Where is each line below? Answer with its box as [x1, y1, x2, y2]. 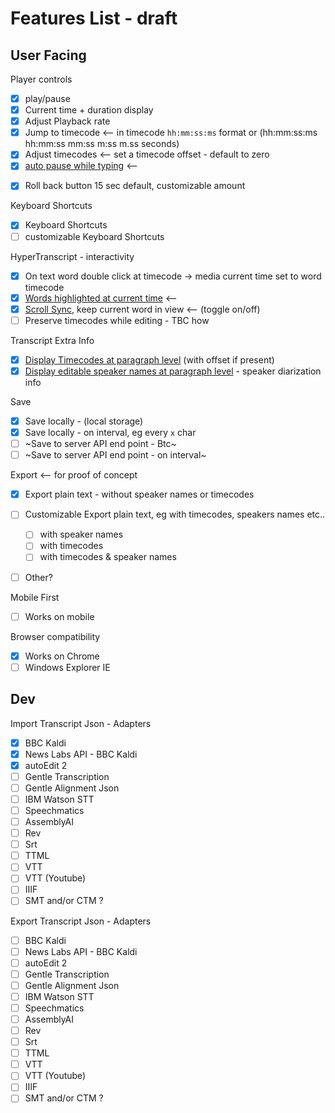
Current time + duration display [24, 104, 154, 116]
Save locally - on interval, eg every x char [24, 427, 197, 438]
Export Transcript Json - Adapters [10, 915, 152, 927]
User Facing [10, 47, 87, 64]
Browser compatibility [10, 630, 101, 642]
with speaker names [39, 528, 124, 541]
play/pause [24, 93, 71, 104]
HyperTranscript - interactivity [10, 250, 135, 262]
